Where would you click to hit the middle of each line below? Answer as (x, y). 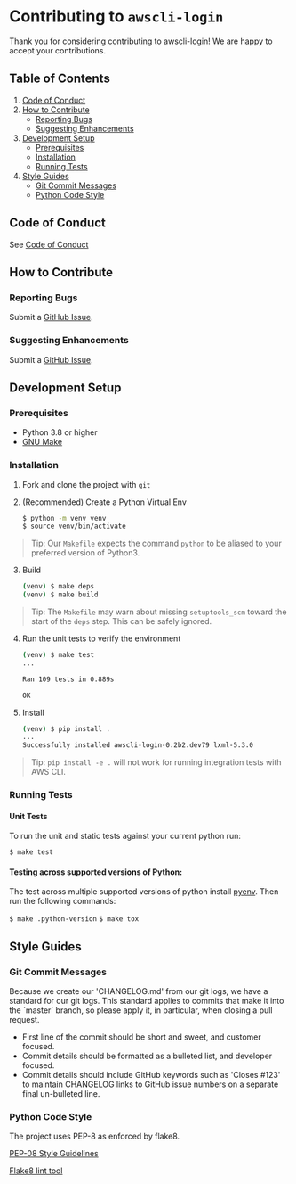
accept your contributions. (58, 50)
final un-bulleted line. (61, 1094)
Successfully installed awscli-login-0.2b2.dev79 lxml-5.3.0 (138, 745)
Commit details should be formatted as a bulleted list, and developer (147, 1056)
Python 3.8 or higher (60, 432)
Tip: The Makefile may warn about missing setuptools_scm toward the (159, 612)
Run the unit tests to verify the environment (101, 638)
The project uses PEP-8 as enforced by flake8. (95, 1136)
